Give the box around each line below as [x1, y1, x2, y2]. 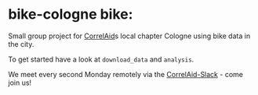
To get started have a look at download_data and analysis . [8, 55, 194, 64]
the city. [8, 39, 35, 48]
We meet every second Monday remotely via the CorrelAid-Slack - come [8, 69, 243, 79]
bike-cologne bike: [8, 5, 133, 23]
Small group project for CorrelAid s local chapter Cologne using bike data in [8, 31, 251, 40]
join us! [8, 78, 32, 87]
